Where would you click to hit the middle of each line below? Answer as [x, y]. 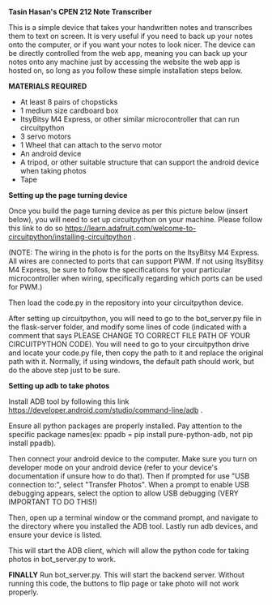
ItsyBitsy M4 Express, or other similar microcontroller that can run [130, 119]
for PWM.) [25, 287]
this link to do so [36, 228]
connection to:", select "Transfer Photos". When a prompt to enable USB [129, 485]
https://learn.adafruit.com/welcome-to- [130, 228]
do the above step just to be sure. [64, 370]
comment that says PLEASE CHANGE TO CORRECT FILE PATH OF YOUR [130, 335]
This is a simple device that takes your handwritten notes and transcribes [130, 27]
